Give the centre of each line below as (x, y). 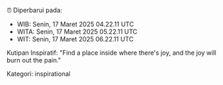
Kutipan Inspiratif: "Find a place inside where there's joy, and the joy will (111, 53)
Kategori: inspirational (39, 74)
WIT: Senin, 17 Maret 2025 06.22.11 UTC (75, 39)
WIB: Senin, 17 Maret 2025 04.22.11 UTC (75, 24)
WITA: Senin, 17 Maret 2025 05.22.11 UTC (77, 32)
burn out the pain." (34, 60)
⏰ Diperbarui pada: (35, 10)
